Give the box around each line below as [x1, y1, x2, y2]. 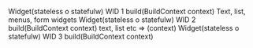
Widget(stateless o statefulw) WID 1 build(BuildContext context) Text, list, [8, 7, 246, 16]
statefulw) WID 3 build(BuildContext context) [8, 31, 154, 41]
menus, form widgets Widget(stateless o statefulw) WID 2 [8, 15, 196, 24]
